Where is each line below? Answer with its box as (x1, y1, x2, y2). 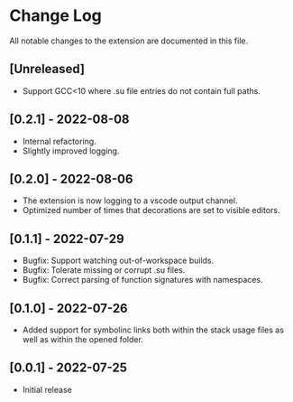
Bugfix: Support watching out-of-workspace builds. (22, 255, 215, 266)
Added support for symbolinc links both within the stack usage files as (22, 324, 284, 335)
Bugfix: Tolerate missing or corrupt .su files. (22, 265, 186, 276)
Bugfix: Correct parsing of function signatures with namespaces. (22, 275, 263, 285)
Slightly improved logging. (22, 145, 120, 156)
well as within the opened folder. (22, 334, 144, 344)
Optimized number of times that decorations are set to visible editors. (22, 205, 280, 216)
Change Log (9, 5, 102, 26)
